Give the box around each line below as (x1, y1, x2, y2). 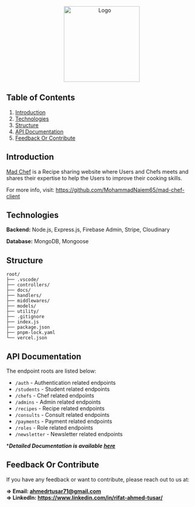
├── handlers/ (6, 293, 42, 299)
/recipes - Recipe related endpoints (15, 405, 105, 412)
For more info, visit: (6, 186, 55, 193)
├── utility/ (6, 309, 39, 315)
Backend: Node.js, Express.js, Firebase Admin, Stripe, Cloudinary (6, 226, 170, 234)
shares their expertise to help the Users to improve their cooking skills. (6, 174, 183, 182)
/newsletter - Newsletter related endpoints (15, 431, 123, 438)
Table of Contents (6, 93, 76, 103)
